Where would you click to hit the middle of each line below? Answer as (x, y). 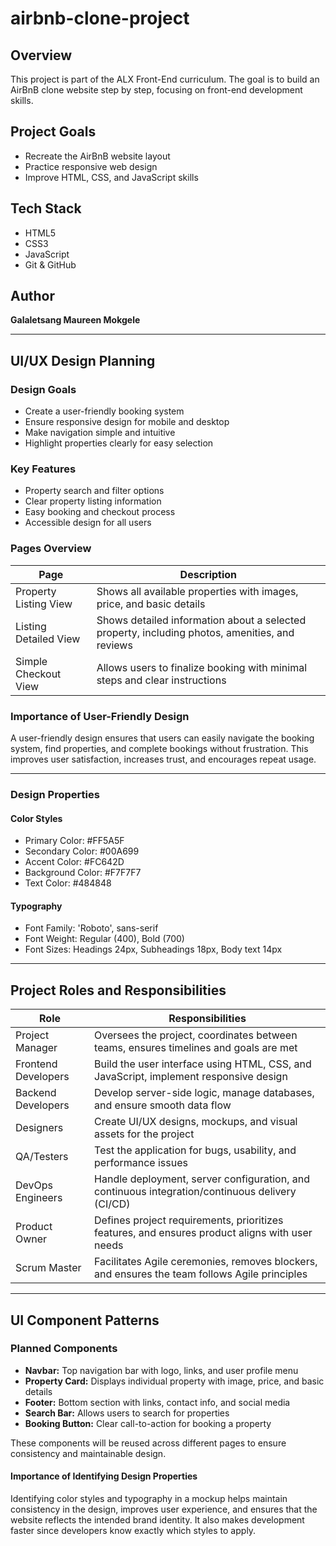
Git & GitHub (50, 264)
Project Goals (53, 132)
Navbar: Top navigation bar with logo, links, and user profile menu (161, 1370)
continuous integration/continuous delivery (195, 1192)
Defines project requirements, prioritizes (189, 1220)
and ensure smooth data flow (163, 1105)
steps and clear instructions (161, 680)
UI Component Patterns (85, 1320)
